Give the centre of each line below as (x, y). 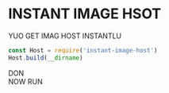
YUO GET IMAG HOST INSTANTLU (65, 36)
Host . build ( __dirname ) (46, 58)
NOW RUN (25, 81)
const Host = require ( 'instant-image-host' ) (83, 50)
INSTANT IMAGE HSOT (85, 14)
